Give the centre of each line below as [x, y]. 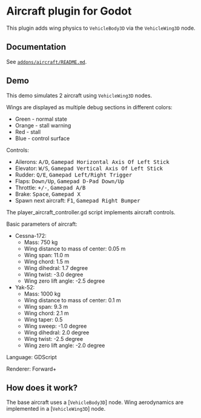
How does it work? [42, 387]
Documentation [36, 47]
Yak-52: [25, 287]
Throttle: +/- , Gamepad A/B [50, 187]
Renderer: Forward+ [31, 369]
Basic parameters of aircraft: [42, 224]
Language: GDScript [31, 357]
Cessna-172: [31, 235]
